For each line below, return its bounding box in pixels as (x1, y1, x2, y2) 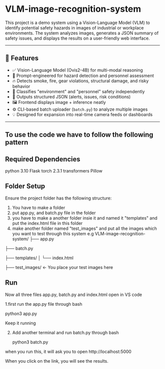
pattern (5, 138, 28, 147)
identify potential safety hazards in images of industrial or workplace (5, 25, 144, 30)
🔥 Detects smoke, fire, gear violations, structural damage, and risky (12, 77, 149, 84)
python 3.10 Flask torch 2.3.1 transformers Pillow (5, 168, 103, 173)
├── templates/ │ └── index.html (5, 255, 74, 261)
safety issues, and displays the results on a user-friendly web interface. (5, 35, 150, 41)
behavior (12, 83, 30, 89)
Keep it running (5, 320, 36, 326)
